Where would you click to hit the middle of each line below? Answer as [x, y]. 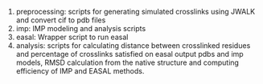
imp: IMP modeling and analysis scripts [81, 28]
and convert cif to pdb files [61, 20]
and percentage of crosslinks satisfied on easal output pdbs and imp [129, 54]
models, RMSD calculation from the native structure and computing [127, 62]
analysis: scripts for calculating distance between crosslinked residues [133, 46]
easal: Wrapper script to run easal [72, 37]
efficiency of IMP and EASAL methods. [80, 71]
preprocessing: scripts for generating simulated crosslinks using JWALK [136, 12]
